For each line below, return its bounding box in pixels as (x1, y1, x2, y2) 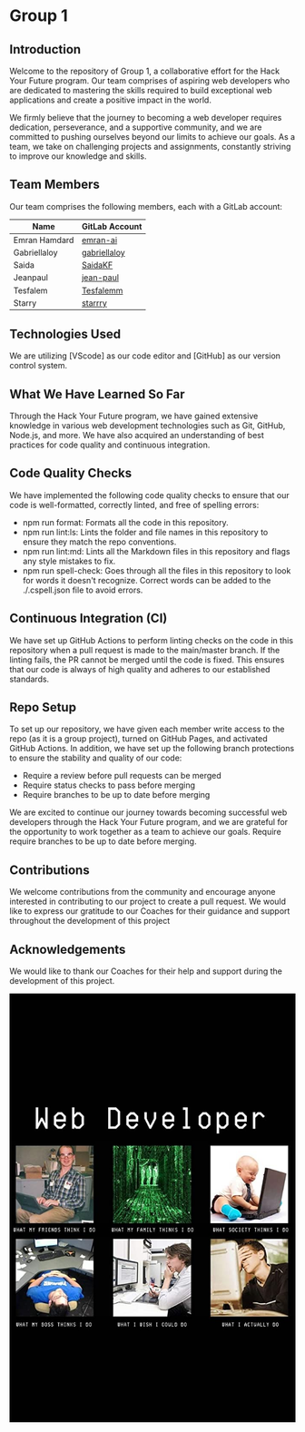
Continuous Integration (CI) (9, 611, 168, 626)
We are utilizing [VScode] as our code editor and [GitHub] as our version (9, 350, 281, 361)
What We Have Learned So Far (9, 387, 185, 402)
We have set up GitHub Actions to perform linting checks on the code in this (9, 634, 293, 645)
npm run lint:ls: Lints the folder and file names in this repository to (22, 526, 269, 537)
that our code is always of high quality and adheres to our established (9, 663, 271, 674)
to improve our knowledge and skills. (9, 151, 147, 162)
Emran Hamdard (13, 234, 74, 245)
